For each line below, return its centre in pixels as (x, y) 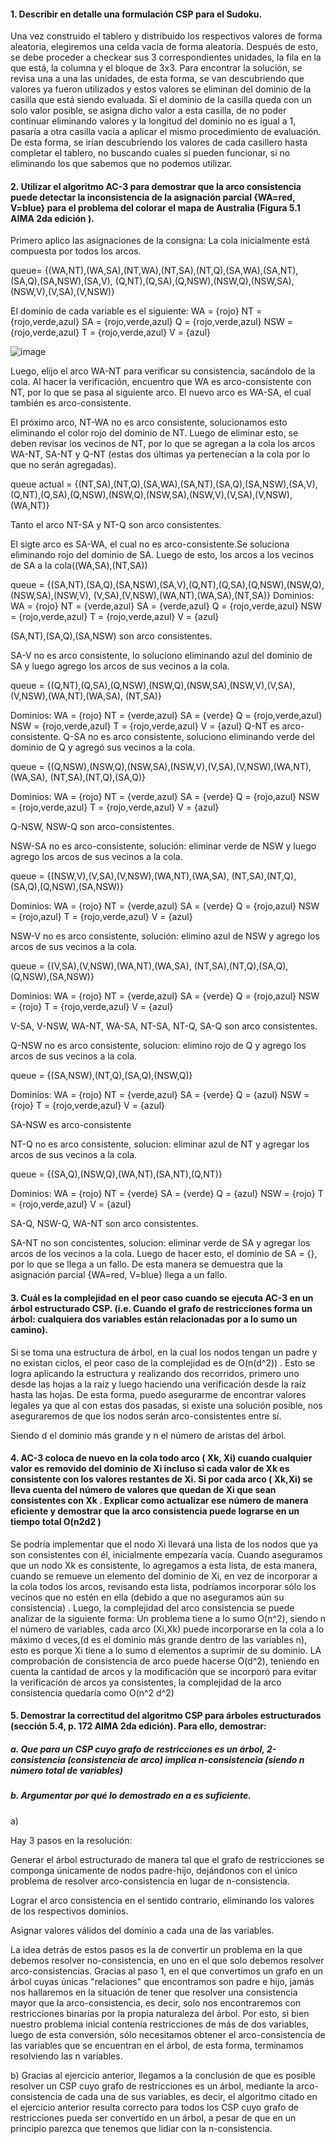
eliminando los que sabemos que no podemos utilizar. (121, 164)
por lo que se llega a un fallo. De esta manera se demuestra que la (146, 1264)
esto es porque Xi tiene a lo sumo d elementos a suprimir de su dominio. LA (166, 1650)
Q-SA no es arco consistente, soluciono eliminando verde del (189, 737)
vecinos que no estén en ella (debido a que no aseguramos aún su (147, 1597)
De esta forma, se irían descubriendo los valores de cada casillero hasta (159, 142)
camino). (29, 1329)
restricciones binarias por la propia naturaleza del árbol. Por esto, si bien (160, 2013)
